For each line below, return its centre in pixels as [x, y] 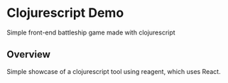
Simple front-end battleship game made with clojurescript [91, 32]
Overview [29, 55]
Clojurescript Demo [65, 13]
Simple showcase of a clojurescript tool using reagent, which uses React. [114, 71]
